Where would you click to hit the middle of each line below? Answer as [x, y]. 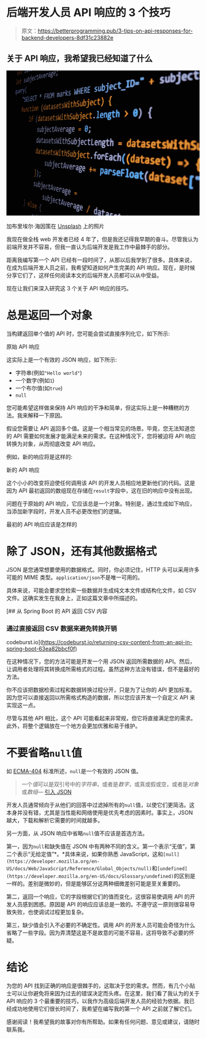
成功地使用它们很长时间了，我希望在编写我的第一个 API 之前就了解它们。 [103, 1008]
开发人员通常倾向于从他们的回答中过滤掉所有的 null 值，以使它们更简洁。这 [101, 804]
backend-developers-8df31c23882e [67, 37]
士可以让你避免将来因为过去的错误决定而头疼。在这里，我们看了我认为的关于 [103, 993]
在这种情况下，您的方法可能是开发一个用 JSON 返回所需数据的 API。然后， [101, 661]
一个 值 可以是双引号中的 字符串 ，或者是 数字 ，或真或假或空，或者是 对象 [110, 784]
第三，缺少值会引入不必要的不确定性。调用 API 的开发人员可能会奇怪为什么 [101, 925]
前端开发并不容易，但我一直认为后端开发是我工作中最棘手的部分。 [90, 247]
